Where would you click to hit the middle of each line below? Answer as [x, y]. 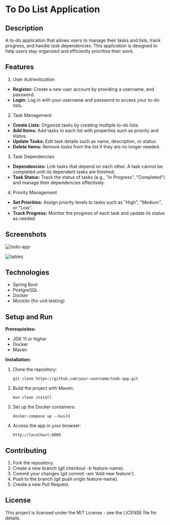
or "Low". [22, 207]
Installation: [18, 360]
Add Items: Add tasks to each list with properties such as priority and [86, 130]
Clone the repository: [35, 369]
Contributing [26, 451]
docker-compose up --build [41, 416]
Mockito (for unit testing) [39, 301]
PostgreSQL [25, 290]
